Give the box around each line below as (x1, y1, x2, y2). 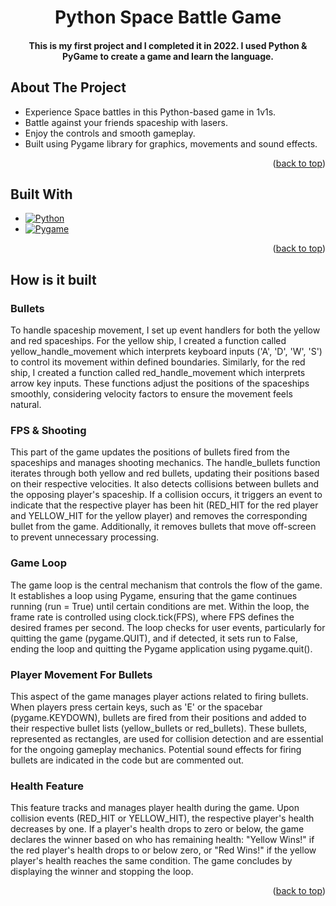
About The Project (10, 79, 127, 96)
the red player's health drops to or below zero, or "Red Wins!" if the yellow (10, 844, 317, 856)
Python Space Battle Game (54, 6, 282, 29)
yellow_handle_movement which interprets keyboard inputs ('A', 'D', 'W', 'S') (10, 346, 323, 358)
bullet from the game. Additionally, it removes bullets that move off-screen (10, 521, 317, 533)
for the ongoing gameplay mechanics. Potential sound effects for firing (10, 743, 302, 755)
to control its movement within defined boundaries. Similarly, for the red (10, 356, 306, 368)
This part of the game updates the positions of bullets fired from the (10, 446, 290, 458)
